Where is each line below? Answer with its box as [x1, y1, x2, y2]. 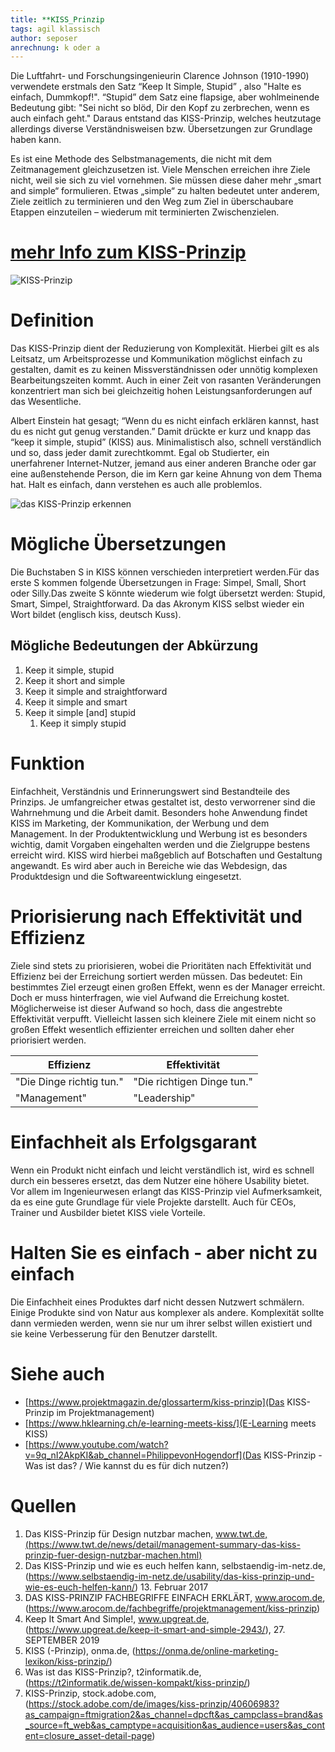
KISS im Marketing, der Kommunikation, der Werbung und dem [10, 817, 270, 829]
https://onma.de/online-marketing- [134, 1644, 279, 1656]
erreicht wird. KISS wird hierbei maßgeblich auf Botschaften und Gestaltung [10, 849, 323, 861]
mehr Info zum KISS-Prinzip [10, 241, 247, 264]
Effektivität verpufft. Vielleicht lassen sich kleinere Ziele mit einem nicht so [10, 1012, 317, 1025]
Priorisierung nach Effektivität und [10, 906, 303, 928]
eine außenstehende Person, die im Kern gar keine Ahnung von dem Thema [10, 468, 323, 480]
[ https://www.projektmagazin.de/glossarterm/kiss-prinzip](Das [24, 1396, 285, 1408]
